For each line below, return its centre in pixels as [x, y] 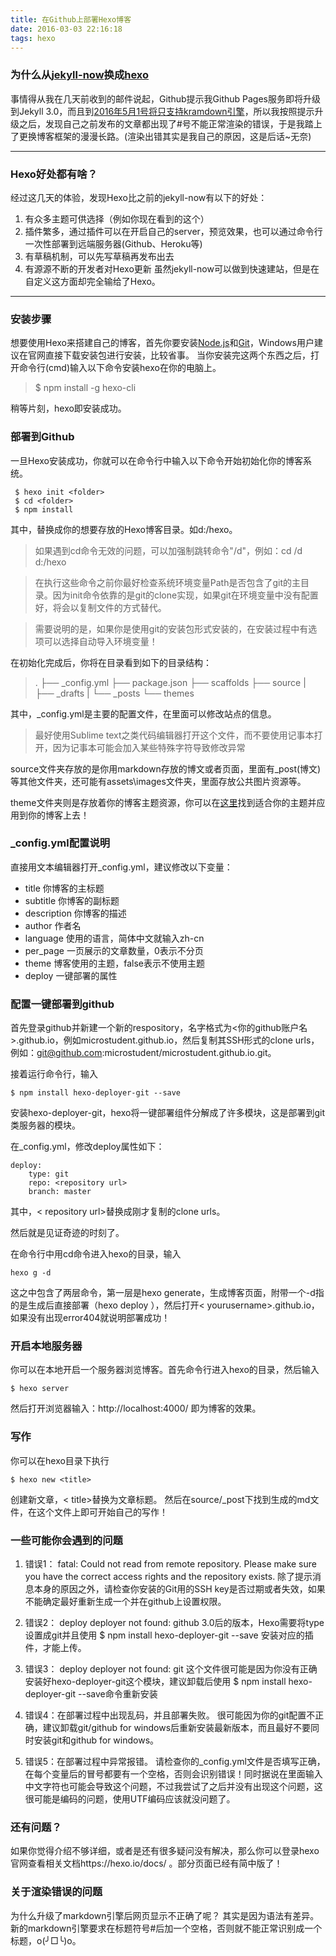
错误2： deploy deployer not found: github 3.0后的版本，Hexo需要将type [174, 1623]
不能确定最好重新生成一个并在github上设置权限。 [125, 1602]
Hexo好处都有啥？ [54, 174]
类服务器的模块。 [45, 1125]
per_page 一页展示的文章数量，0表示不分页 [114, 950]
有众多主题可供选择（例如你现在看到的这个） [117, 218]
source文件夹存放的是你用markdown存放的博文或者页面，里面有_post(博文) [166, 768]
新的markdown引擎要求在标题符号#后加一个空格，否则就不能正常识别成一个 [166, 1928]
